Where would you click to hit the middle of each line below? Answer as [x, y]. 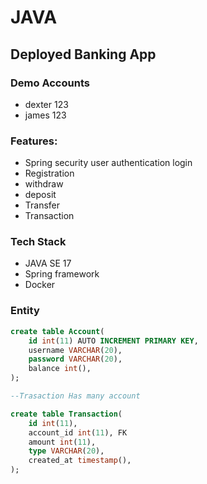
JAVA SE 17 [48, 263]
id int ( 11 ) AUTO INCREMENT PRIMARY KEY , [113, 341]
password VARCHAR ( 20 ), [75, 359]
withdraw [44, 184]
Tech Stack [38, 242]
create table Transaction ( [66, 414]
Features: [34, 141]
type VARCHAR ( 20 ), [66, 451]
